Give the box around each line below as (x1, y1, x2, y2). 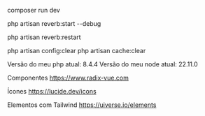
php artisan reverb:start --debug (7, 20, 101, 27)
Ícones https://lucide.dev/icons (7, 87, 97, 95)
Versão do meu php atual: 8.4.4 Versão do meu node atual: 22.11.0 (7, 60, 198, 68)
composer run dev (7, 6, 61, 14)
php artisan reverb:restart (7, 33, 82, 41)
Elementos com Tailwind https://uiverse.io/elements (7, 101, 157, 109)
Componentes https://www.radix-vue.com (7, 73, 129, 82)
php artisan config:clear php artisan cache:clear (7, 47, 146, 55)
